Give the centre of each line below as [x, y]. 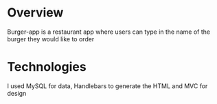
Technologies [47, 67]
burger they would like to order [51, 39]
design [17, 93]
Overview [35, 13]
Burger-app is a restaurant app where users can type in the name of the [109, 32]
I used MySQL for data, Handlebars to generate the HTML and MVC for [107, 86]
